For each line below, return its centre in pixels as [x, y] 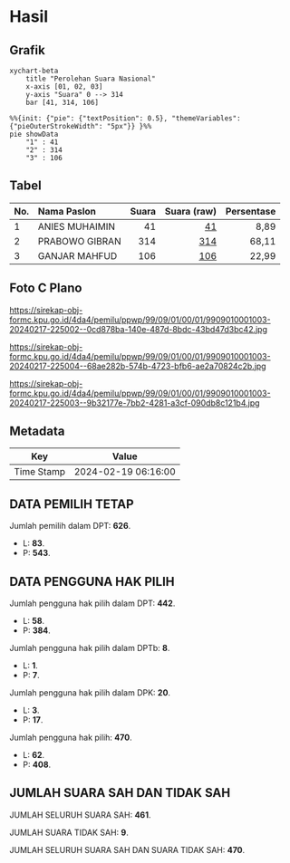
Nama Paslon [67, 211]
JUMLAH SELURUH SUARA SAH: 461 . [80, 815]
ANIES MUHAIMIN [77, 226]
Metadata [37, 431]
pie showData [34, 134]
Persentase [251, 211]
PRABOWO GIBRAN [79, 241]
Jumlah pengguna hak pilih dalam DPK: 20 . [90, 693]
